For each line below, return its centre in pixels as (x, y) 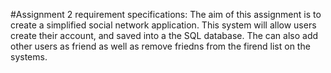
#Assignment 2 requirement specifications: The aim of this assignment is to (166, 14)
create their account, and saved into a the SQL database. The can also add (164, 35)
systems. (29, 57)
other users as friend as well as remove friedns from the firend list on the (160, 46)
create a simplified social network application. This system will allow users (163, 25)
